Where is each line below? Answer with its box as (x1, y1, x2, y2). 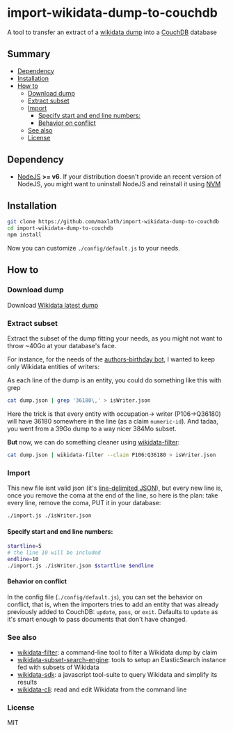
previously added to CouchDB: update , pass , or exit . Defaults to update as (7, 607, 218, 615)
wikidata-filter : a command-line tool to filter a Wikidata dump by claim (17, 648, 218, 657)
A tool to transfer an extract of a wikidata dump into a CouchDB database (7, 28, 217, 36)
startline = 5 (7, 543, 42, 550)
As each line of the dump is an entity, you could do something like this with (7, 375, 222, 384)
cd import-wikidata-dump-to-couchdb (7, 225, 113, 232)
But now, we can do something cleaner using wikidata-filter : (7, 438, 179, 446)
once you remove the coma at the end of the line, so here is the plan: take (7, 491, 218, 500)
